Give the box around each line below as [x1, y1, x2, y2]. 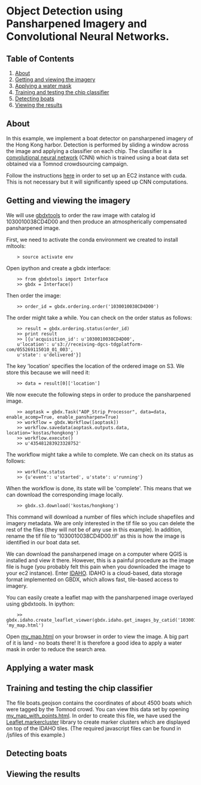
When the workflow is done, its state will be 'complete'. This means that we [6, 484, 192, 492]
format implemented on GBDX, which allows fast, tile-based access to [6, 576, 179, 583]
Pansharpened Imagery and [6, 17, 147, 31]
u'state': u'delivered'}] [17, 352, 82, 358]
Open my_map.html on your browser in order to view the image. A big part [6, 633, 188, 640]
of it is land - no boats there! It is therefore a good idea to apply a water [6, 639, 182, 646]
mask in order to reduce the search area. [6, 645, 106, 652]
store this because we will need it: [6, 368, 90, 376]
